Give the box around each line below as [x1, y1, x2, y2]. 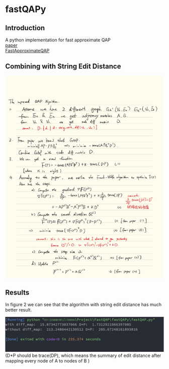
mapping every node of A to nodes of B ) [5, 358, 90, 364]
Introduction [5, 24, 45, 32]
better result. [5, 307, 32, 313]
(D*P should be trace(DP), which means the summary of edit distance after [5, 352, 161, 358]
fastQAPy [5, 4, 46, 15]
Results [5, 288, 30, 297]
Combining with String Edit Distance [5, 62, 121, 71]
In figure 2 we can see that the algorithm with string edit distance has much [5, 302, 162, 308]
